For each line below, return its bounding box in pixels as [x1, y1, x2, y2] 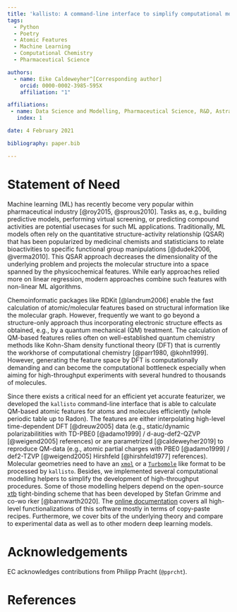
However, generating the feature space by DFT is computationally [7, 355, 199, 364]
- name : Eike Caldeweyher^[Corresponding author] [13, 75, 162, 82]
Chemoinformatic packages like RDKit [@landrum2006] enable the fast [7, 295, 214, 304]
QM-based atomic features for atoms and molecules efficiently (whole [7, 407, 212, 415]
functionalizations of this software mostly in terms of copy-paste [22, 504, 210, 513]
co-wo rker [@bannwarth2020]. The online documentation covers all [7, 496, 208, 505]
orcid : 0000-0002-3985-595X [20, 82, 102, 89]
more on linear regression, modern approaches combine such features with [7, 274, 227, 283]
